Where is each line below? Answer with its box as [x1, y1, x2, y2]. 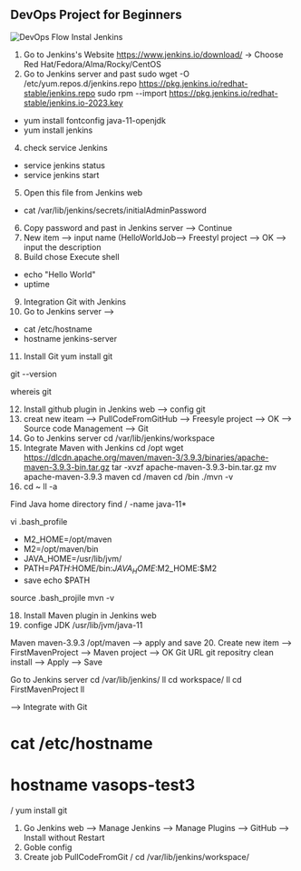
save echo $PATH [23, 575, 91, 586]
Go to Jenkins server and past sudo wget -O [23, 68, 189, 79]
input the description [23, 241, 102, 253]
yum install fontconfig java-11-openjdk [23, 115, 167, 125]
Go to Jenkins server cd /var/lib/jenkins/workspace [23, 432, 216, 444]
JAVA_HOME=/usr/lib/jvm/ [23, 553, 122, 564]
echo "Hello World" [23, 268, 96, 280]
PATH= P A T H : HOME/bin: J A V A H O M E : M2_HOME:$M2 [23, 563, 218, 576]
